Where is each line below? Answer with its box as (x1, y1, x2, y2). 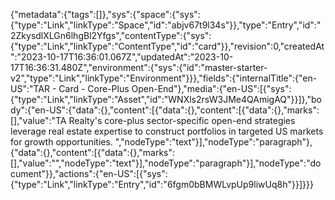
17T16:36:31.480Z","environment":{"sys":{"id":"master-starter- (10, 62, 268, 73)
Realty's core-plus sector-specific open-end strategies (68, 115, 296, 126)
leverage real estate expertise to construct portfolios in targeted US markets (10, 125, 324, 137)
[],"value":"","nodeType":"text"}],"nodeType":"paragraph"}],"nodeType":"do (10, 157, 322, 169)
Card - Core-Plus (58, 83, 130, 94)
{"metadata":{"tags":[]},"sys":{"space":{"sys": (10, 9, 201, 20)
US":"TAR (10, 83, 50, 94)
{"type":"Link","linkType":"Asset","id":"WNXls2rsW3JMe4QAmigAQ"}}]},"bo (10, 94, 322, 105)
